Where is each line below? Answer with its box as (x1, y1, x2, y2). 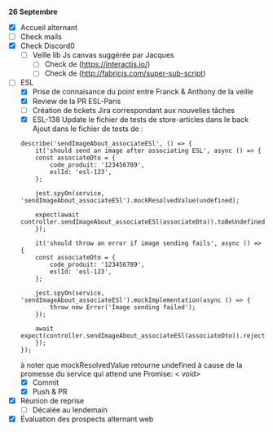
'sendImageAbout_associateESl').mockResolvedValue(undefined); (20, 196, 240, 204)
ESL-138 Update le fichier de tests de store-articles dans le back (32, 114, 249, 124)
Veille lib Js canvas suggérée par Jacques (32, 50, 174, 60)
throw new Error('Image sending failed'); (50, 303, 196, 312)
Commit (32, 377, 59, 387)
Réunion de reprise (20, 395, 85, 405)
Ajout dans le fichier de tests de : (32, 124, 144, 133)
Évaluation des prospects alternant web (20, 414, 154, 424)
